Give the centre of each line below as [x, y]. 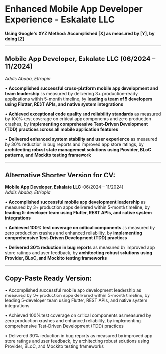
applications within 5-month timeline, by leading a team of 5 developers [79, 99]
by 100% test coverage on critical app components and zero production [78, 119]
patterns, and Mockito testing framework [48, 155]
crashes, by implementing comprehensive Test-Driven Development [77, 124]
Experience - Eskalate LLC [60, 20]
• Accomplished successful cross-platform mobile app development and [82, 88]
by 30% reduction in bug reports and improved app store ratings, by [75, 144]
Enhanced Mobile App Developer [74, 9]
